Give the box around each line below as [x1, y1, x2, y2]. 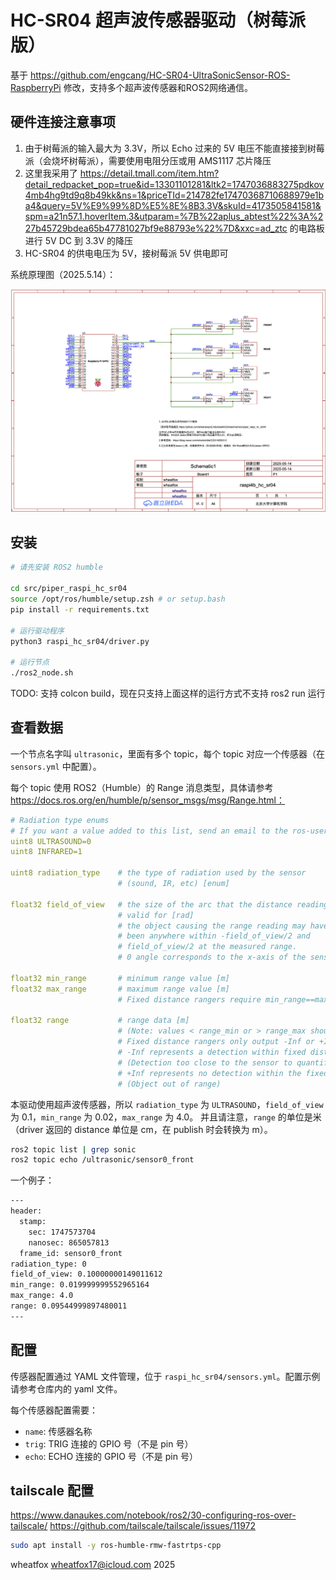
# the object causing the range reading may [117, 921, 307, 931]
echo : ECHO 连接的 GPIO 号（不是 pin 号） [24, 1450, 198, 1462]
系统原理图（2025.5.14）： [10, 268, 117, 280]
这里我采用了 [24, 167, 78, 179]
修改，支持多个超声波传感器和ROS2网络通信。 [63, 81, 253, 93]
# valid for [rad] [117, 910, 195, 920]
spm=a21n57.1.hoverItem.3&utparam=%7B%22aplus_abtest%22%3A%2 [24, 210, 324, 222]
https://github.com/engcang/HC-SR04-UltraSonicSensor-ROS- [29, 69, 291, 81]
